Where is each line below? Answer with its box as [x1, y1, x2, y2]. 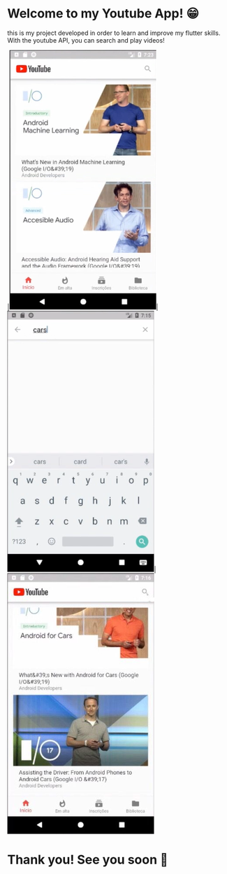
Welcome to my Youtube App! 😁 [7, 6, 199, 22]
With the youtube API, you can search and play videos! [7, 36, 166, 44]
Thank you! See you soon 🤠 [7, 852, 169, 868]
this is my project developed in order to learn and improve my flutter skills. [7, 29, 221, 37]
